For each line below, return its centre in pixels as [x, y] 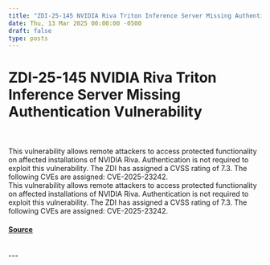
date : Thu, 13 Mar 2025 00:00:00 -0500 [75, 23]
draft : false [30, 31]
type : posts [28, 38]
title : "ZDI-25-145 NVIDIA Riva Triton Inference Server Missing [120, 16]
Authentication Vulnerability [105, 112]
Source [21, 229]
